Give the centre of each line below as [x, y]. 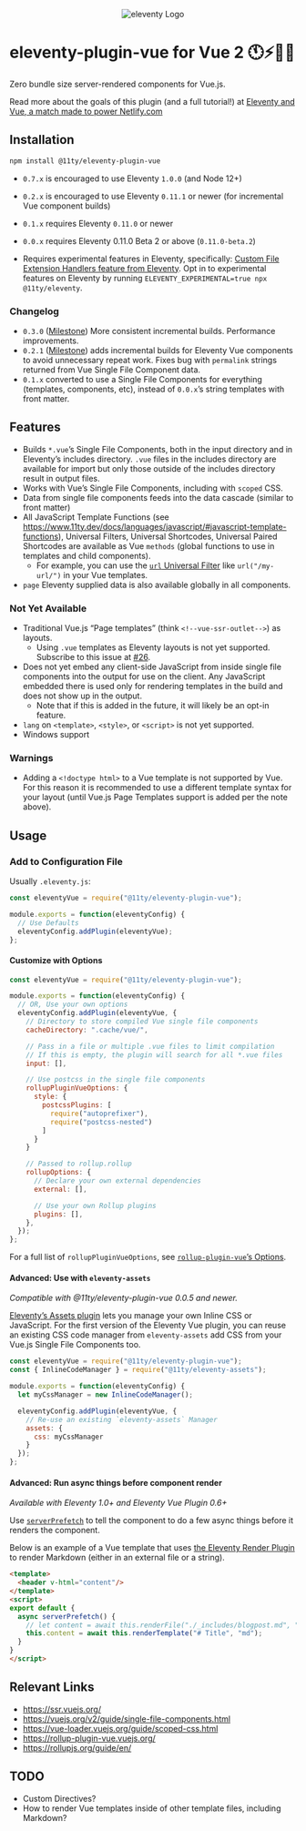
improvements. [51, 341]
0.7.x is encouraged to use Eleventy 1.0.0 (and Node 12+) [133, 178]
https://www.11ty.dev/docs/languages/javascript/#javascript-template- [154, 526]
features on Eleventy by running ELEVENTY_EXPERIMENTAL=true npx [145, 278]
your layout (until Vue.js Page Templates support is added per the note [155, 798]
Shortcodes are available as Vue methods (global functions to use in [148, 545]
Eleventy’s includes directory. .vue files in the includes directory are [149, 459]
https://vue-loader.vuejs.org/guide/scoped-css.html [120, 1728]
